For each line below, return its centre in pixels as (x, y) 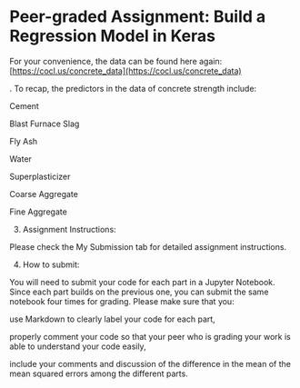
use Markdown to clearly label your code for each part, (112, 319)
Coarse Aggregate (44, 194)
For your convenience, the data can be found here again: (116, 61)
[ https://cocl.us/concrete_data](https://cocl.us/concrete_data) (126, 71)
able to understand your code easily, (78, 346)
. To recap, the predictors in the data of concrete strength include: (133, 88)
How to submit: (51, 264)
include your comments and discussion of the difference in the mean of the (150, 363)
